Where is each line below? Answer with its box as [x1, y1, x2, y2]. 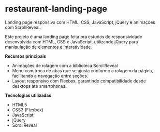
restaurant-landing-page [5, 3, 108, 14]
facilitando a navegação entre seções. [12, 73, 88, 79]
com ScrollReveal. [5, 24, 41, 30]
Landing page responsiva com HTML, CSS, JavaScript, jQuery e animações [5, 19, 156, 25]
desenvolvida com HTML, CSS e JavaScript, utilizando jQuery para [5, 39, 138, 44]
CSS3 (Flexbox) [12, 107, 44, 113]
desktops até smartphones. [12, 83, 67, 89]
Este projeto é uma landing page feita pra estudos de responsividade [5, 34, 143, 40]
